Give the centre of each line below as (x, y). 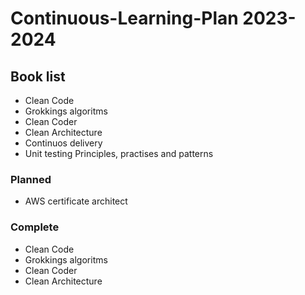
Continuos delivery (63, 143)
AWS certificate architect (76, 201)
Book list (38, 76)
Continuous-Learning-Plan (124, 18)
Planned (31, 179)
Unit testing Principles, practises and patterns (119, 153)
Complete (35, 227)
